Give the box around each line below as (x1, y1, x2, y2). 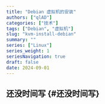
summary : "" (6, 37, 36, 43)
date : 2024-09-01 (6, 64, 50, 71)
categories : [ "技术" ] (6, 20, 59, 26)
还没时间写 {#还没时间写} (6, 88, 100, 99)
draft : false (6, 59, 39, 65)
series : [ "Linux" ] (6, 43, 52, 49)
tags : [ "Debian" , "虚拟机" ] (6, 25, 74, 32)
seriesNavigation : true (6, 54, 66, 60)
